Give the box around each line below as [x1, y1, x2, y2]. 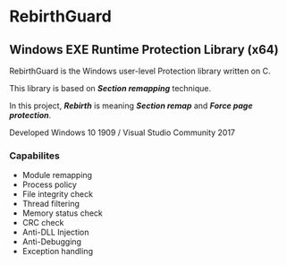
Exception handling [21, 246, 94, 257]
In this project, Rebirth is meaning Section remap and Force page [9, 100, 253, 111]
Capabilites [9, 150, 60, 162]
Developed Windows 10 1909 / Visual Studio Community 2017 [9, 127, 235, 138]
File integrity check [21, 189, 94, 200]
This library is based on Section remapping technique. [9, 83, 212, 93]
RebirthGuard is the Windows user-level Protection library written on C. [9, 65, 271, 76]
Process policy [21, 179, 78, 190]
